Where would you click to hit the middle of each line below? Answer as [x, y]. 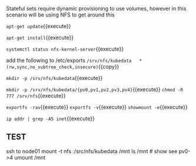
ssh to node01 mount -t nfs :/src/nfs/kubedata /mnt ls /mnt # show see [92, 151]
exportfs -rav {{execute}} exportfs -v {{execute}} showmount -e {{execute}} [97, 107]
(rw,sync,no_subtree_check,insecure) [52, 67]
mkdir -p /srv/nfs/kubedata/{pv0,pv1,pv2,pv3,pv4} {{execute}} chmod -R [95, 89]
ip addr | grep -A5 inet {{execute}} [51, 118]
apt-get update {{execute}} [39, 26]
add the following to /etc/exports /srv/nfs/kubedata [69, 60]
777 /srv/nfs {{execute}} [36, 96]
